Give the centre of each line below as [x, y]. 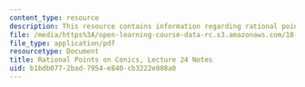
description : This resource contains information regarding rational [144, 26]
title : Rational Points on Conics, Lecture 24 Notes [111, 60]
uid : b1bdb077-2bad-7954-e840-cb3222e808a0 [93, 69]
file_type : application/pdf [63, 43]
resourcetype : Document [54, 52]
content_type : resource [54, 18]
